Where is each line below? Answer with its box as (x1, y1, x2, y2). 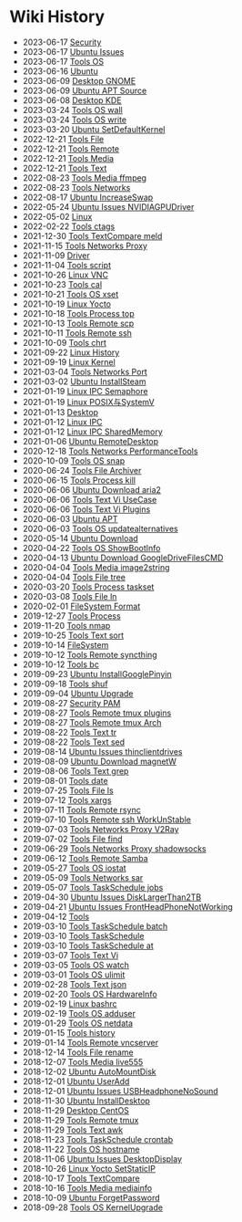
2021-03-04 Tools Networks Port (22, 366, 147, 377)
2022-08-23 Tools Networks (22, 182, 131, 193)
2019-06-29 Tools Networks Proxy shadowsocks (22, 842, 207, 854)
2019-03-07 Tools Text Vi (22, 949, 119, 960)
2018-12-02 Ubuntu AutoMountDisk (22, 1066, 156, 1077)
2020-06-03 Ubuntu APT (22, 513, 118, 524)
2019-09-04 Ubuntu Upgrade (22, 687, 134, 699)
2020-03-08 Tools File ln (22, 590, 117, 601)
